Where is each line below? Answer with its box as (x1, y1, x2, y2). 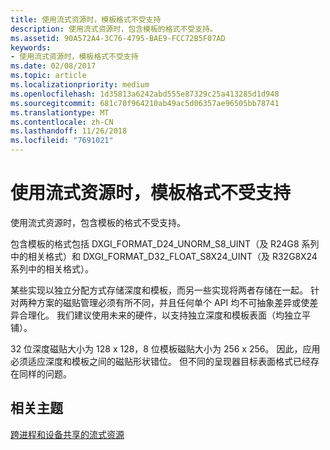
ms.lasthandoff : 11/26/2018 (10, 126, 128, 136)
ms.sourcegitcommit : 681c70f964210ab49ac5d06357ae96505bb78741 (10, 98, 280, 108)
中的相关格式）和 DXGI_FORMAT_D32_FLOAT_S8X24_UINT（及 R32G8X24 (10, 250, 318, 262)
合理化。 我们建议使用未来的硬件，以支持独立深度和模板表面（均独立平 (18, 309, 311, 321)
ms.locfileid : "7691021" (10, 136, 114, 146)
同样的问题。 (18, 367, 72, 380)
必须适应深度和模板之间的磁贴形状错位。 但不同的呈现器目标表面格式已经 (10, 355, 311, 367)
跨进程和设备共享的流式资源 (10, 428, 125, 440)
